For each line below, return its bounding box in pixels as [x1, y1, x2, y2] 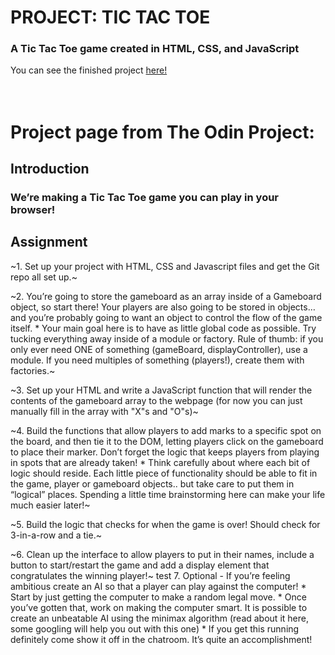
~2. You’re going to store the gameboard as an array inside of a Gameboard [10, 290, 322, 302]
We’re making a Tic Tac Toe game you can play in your [10, 190, 280, 204]
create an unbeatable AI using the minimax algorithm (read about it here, [10, 612, 309, 624]
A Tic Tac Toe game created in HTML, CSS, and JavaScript [10, 42, 300, 56]
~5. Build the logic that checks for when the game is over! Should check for [10, 518, 321, 530]
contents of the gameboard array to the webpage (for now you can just [10, 394, 303, 406]
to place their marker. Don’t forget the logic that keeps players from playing [10, 446, 320, 458]
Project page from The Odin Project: [10, 121, 315, 143]
